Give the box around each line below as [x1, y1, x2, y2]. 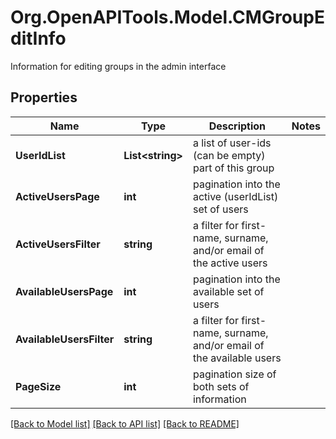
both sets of [192, 379, 250, 393]
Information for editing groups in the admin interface [10, 60, 227, 72]
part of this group [192, 161, 275, 175]
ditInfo [10, 27, 67, 50]
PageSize [15, 379, 62, 393]
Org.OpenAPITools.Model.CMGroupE [10, 6, 325, 29]
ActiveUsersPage [15, 189, 100, 203]
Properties [10, 89, 78, 106]
